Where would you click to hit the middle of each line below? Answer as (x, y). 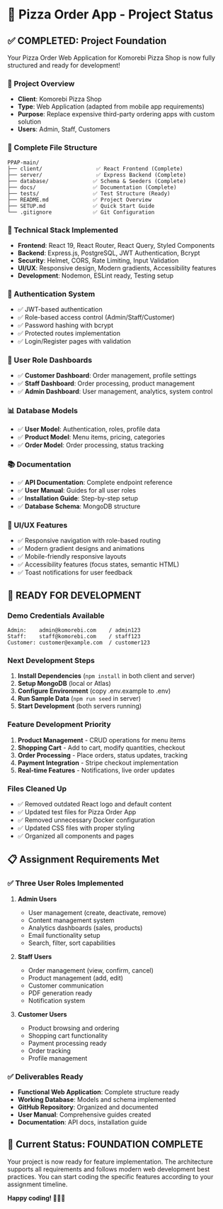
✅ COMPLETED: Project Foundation (87, 41)
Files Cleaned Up (37, 789)
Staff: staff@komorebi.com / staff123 (74, 637)
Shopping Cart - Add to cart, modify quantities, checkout (101, 748)
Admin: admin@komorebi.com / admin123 (74, 630)
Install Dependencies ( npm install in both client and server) (106, 676)
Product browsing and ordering (74, 1028)
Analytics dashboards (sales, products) (85, 928)
